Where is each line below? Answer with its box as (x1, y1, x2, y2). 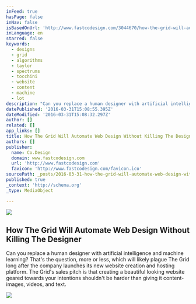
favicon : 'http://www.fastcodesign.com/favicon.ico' (11, 166, 142, 172)
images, (6, 281, 25, 288)
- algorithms (11, 57, 43, 63)
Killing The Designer (6, 234, 82, 244)
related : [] (6, 123, 35, 128)
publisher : (6, 144, 33, 150)
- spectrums (11, 68, 41, 74)
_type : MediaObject (6, 187, 54, 193)
